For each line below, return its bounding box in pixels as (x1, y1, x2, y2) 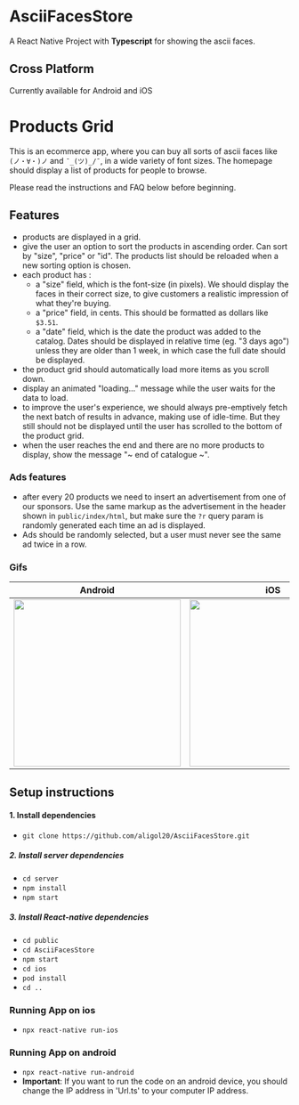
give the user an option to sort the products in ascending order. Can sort (21, 240, 287, 251)
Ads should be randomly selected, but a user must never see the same (21, 529, 282, 540)
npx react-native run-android (21, 1068, 135, 1077)
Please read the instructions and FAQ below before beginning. (9, 182, 237, 192)
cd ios (21, 964, 47, 973)
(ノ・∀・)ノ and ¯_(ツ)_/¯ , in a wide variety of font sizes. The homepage (9, 155, 273, 166)
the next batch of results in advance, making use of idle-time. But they (21, 411, 280, 422)
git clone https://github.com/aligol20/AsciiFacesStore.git (21, 831, 250, 841)
